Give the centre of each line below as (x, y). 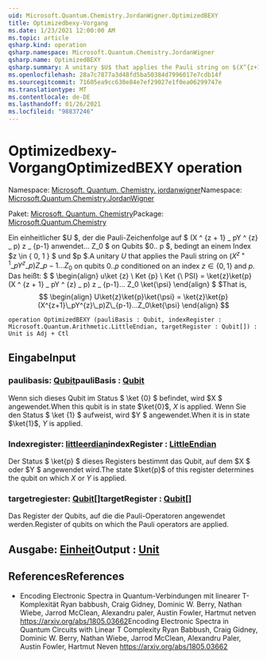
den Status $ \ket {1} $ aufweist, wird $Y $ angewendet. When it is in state (129, 415)
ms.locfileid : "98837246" (51, 112)
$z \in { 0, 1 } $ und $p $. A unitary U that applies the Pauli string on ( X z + (127, 255)
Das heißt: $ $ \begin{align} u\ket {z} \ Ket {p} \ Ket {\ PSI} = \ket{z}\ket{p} (130, 276)
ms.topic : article (39, 38)
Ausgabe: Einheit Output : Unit (84, 549)
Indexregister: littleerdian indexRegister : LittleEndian (112, 444)
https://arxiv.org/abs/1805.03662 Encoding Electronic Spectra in (124, 621)
